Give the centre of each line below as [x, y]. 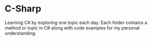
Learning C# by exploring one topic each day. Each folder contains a [76, 22]
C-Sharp [23, 9]
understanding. [20, 33]
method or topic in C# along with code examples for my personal [72, 27]
